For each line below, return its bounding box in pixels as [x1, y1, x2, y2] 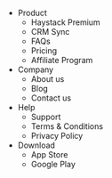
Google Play [30, 159, 76, 169]
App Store [30, 150, 68, 159]
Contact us [30, 93, 72, 103]
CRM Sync [30, 27, 70, 36]
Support [30, 111, 61, 122]
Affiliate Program [30, 55, 93, 65]
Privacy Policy [30, 131, 84, 141]
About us [30, 74, 65, 84]
